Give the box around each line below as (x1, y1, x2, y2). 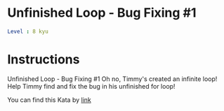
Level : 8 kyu (7, 28, 49, 35)
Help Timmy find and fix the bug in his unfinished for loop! (7, 82, 176, 90)
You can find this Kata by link (7, 96, 91, 104)
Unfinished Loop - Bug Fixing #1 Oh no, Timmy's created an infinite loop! (7, 75, 218, 83)
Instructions (7, 52, 80, 67)
